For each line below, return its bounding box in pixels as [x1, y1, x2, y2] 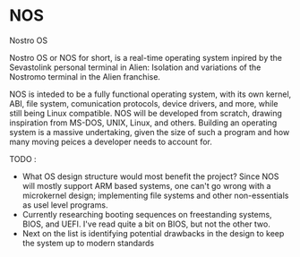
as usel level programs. [21, 199, 108, 210]
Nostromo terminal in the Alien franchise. [9, 71, 161, 81]
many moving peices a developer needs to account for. [9, 136, 212, 147]
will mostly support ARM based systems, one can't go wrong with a [21, 180, 271, 191]
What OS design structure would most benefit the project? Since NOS [21, 171, 279, 182]
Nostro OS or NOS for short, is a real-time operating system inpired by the [9, 52, 282, 63]
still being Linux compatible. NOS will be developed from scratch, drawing [9, 107, 282, 118]
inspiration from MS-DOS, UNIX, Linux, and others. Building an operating [9, 117, 278, 128]
